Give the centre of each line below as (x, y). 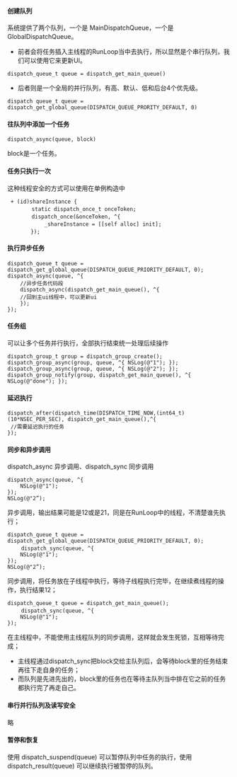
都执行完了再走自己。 (48, 688)
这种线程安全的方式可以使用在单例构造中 (66, 188)
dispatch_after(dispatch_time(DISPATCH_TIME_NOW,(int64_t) (96, 413)
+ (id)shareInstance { (44, 202)
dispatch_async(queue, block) (52, 139)
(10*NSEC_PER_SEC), (36, 420)
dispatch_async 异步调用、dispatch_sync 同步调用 (81, 466)
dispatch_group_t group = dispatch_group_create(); (85, 357)
